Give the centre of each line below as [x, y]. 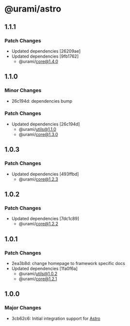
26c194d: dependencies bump [42, 101]
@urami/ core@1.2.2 [38, 224]
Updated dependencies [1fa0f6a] [44, 268]
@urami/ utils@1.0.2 [38, 273]
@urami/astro [33, 9]
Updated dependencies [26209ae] [46, 51]
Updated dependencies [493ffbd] [45, 174]
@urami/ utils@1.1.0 [37, 129]
